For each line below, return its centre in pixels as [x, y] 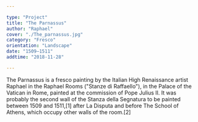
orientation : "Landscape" [39, 46]
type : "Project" [27, 17]
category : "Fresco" [31, 40]
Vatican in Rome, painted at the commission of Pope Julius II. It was [91, 93]
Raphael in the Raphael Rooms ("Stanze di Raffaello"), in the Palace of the [99, 86]
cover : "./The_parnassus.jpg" [45, 34]
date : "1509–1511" [30, 52]
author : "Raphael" [30, 29]
